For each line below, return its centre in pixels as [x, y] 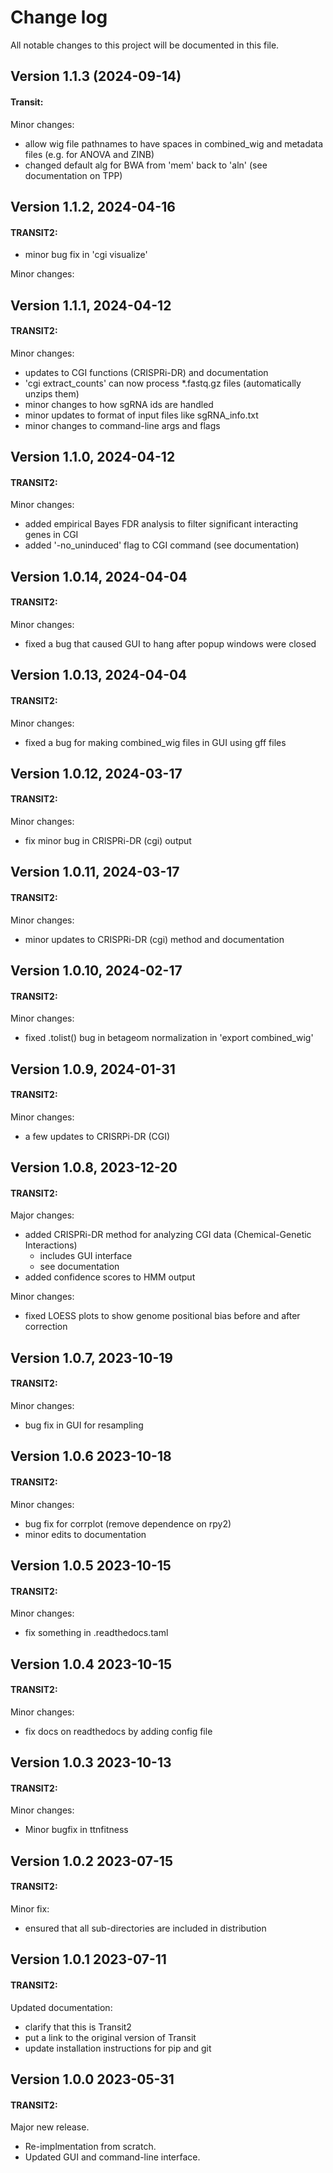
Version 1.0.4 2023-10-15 [91, 1664]
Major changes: [42, 1215]
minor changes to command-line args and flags [122, 425]
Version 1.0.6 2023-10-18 [91, 1456]
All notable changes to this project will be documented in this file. [145, 45]
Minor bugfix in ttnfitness [76, 1830]
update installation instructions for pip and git [118, 2048]
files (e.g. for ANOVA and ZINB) [89, 154]
